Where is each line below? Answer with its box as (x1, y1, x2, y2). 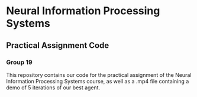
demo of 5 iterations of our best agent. (6, 84, 101, 91)
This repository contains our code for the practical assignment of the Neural (6, 71, 192, 78)
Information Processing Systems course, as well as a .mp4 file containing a (6, 77, 189, 85)
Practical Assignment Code (6, 40, 109, 50)
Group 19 (6, 58, 33, 66)
